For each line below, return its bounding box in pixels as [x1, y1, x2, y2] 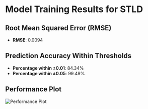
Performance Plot [5, 85, 62, 94]
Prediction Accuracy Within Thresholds [5, 51, 132, 60]
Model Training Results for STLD [5, 4, 143, 15]
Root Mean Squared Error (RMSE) [5, 24, 112, 32]
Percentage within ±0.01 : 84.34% [12, 65, 84, 71]
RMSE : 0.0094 [12, 37, 43, 43]
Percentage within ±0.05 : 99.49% [12, 70, 85, 76]
